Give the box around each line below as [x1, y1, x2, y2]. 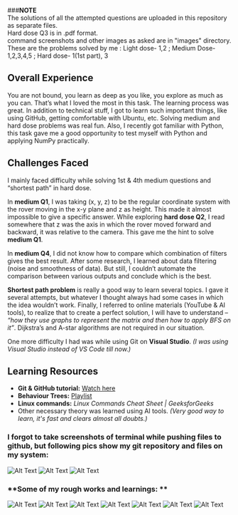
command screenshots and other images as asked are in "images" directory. [7, 36, 232, 45]
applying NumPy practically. [7, 136, 90, 145]
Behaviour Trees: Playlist [17, 392, 92, 400]
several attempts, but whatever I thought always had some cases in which [7, 293, 224, 301]
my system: [7, 450, 49, 460]
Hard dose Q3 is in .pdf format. [7, 28, 98, 37]
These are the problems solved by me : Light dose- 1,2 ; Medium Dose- [7, 44, 216, 52]
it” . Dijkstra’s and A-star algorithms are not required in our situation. [7, 323, 205, 332]
